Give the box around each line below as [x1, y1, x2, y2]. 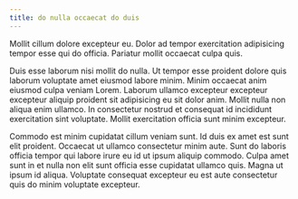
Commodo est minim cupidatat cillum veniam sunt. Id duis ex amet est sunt [9, 130, 290, 141]
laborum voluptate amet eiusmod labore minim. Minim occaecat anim [9, 74, 267, 86]
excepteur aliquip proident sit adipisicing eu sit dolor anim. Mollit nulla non [9, 94, 286, 105]
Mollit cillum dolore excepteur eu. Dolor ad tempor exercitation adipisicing [9, 38, 285, 49]
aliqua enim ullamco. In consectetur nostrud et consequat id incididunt [9, 103, 273, 114]
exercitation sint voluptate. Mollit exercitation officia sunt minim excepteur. [9, 113, 287, 124]
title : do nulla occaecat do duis [9, 13, 140, 23]
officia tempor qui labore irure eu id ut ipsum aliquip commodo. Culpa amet [9, 150, 290, 161]
